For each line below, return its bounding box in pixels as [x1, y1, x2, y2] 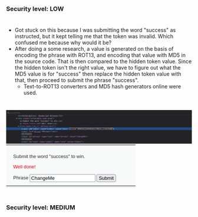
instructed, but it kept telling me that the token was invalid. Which [14, 33, 174, 40]
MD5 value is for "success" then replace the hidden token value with [14, 70, 181, 78]
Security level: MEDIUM [6, 203, 75, 211]
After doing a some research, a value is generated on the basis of [14, 45, 174, 52]
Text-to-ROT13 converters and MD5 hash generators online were [23, 83, 181, 90]
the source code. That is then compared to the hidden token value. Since [14, 58, 192, 65]
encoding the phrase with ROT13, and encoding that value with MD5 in [14, 52, 186, 59]
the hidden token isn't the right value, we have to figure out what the [14, 64, 181, 71]
